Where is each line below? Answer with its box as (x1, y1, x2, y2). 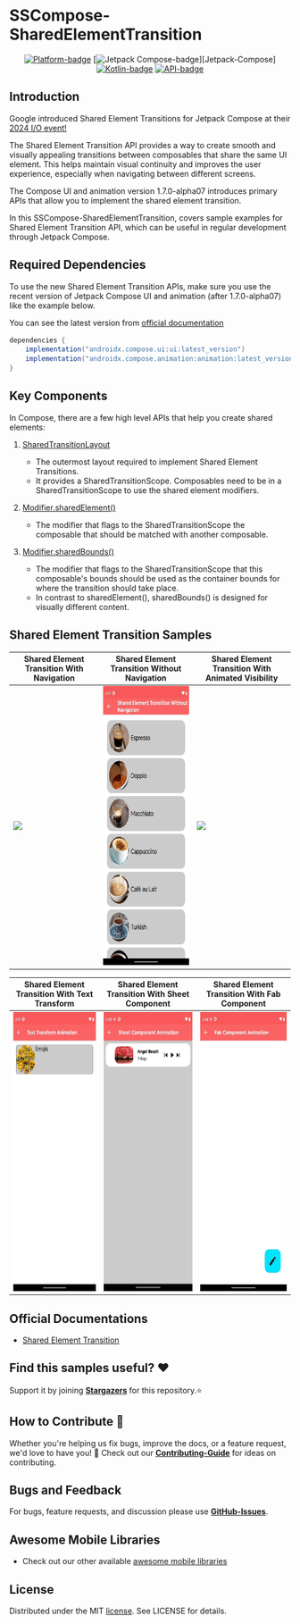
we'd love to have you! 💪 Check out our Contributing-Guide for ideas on (9, 1447, 277, 1458)
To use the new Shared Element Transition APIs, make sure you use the (9, 280, 271, 291)
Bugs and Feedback (9, 1483, 122, 1498)
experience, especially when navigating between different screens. (9, 168, 256, 179)
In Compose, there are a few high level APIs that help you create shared (9, 412, 273, 423)
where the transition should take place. (35, 582, 179, 593)
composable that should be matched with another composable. (35, 529, 269, 540)
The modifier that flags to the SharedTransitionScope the (35, 519, 246, 530)
